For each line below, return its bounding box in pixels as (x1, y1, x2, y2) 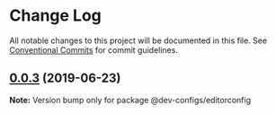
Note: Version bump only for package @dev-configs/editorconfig (9, 94, 252, 105)
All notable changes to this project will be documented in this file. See (9, 35, 268, 46)
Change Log (9, 5, 102, 26)
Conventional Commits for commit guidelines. (9, 44, 178, 55)
